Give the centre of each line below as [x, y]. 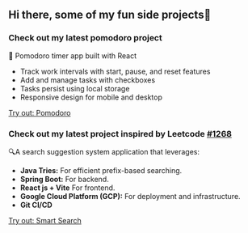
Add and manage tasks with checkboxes [88, 80]
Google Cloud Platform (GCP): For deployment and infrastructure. [130, 196]
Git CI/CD [36, 205]
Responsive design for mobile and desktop [91, 97]
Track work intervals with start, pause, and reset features [115, 71]
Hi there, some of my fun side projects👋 [110, 15]
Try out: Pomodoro [40, 112]
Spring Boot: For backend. [64, 179]
